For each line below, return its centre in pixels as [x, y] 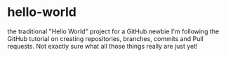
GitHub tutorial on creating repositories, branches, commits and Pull [105, 38]
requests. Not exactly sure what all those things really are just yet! [102, 46]
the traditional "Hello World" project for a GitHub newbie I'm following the [113, 31]
